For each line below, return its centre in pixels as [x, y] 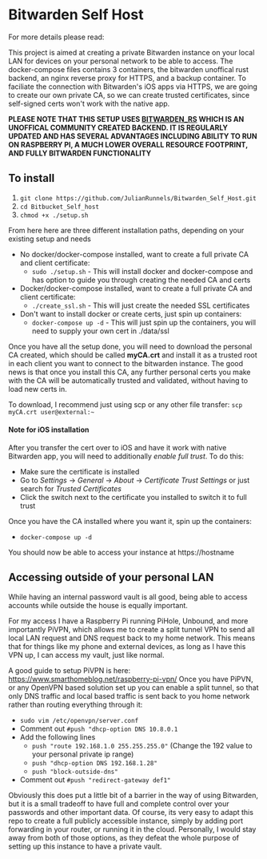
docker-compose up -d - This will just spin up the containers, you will [144, 322]
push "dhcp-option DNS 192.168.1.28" [95, 763]
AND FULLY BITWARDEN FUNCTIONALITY [80, 153]
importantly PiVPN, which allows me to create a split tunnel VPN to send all [132, 629]
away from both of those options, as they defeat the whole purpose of [124, 837]
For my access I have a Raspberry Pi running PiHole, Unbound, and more [128, 621]
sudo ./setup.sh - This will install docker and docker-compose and [142, 271]
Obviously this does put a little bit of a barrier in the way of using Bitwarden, [133, 795]
